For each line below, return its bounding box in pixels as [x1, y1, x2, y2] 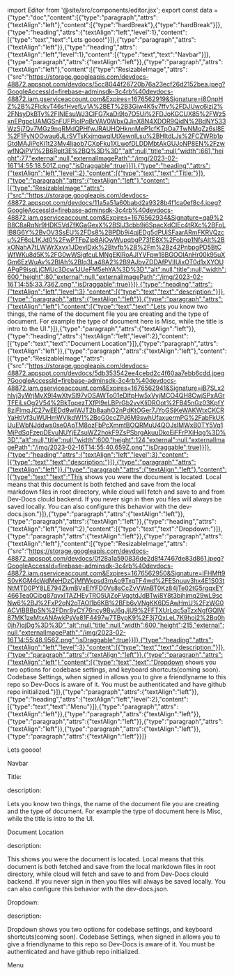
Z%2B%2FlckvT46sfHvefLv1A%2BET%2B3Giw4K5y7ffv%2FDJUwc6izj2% [7, 103, 224, 110]
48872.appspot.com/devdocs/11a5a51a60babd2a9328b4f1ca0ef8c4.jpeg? [7, 199, 221, 206]
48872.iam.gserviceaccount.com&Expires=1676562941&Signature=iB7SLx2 [7, 384, 225, 392]
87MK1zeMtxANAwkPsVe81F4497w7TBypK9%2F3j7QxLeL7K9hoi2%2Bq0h [7, 614, 225, 621]
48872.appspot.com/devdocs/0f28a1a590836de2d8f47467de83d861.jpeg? [7, 554, 224, 562]
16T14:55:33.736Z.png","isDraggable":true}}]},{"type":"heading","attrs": [7, 280, 213, 288]
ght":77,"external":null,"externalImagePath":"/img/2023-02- [7, 154, 178, 162]
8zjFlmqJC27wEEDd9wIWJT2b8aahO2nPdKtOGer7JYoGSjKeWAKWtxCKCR [7, 406, 225, 414]
